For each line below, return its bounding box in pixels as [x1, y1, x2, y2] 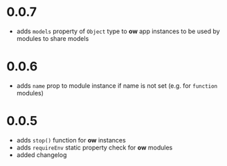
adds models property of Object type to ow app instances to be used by [16, 27, 220, 35]
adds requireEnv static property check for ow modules [16, 143, 173, 151]
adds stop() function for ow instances [16, 136, 126, 144]
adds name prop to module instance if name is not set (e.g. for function [16, 81, 218, 90]
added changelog [16, 150, 67, 159]
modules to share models [16, 34, 89, 42]
